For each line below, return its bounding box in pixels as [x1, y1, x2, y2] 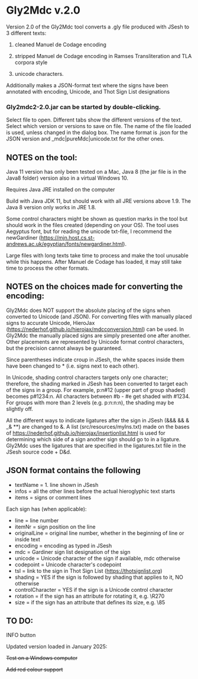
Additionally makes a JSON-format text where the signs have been [6, 81, 168, 89]
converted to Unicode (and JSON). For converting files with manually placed [6, 313, 192, 320]
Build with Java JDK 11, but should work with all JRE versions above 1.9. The [6, 197, 191, 205]
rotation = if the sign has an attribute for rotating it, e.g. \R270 [14, 592, 165, 600]
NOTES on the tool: [6, 152, 78, 162]
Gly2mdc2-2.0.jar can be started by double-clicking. [6, 103, 161, 111]
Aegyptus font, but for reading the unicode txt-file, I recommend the [6, 228, 172, 235]
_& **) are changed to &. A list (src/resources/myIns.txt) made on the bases [6, 423, 190, 430]
